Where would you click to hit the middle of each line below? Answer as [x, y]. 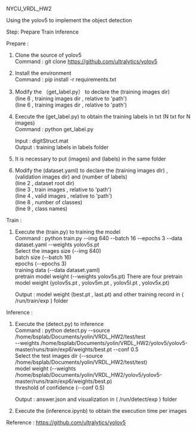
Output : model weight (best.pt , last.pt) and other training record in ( [99, 294]
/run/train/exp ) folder [42, 301]
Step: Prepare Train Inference [42, 32]
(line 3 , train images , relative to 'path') [63, 189]
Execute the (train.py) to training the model [68, 232]
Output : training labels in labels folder [62, 147]
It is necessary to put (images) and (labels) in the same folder [90, 159]
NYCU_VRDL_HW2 [29, 9]
